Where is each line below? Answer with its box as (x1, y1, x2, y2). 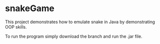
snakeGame (5, 3, 55, 14)
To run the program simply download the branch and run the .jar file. (5, 33, 142, 39)
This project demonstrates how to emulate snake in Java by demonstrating (5, 19, 155, 25)
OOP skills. (5, 24, 27, 29)
